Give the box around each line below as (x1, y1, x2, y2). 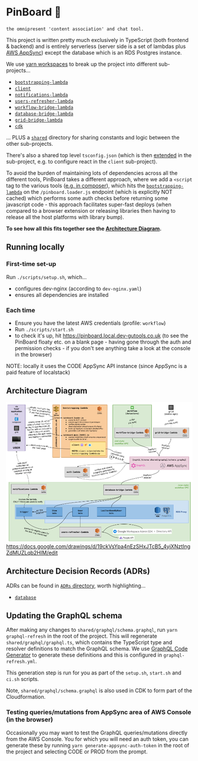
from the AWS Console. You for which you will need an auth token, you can (6, 735, 189, 743)
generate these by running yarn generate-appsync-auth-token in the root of (6, 741, 190, 749)
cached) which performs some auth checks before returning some (6, 194, 168, 202)
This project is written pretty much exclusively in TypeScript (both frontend (6, 36, 189, 43)
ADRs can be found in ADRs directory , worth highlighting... (6, 582, 146, 589)
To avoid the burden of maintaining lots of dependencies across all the (6, 169, 178, 177)
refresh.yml (6, 659, 35, 665)
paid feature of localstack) (6, 369, 70, 376)
